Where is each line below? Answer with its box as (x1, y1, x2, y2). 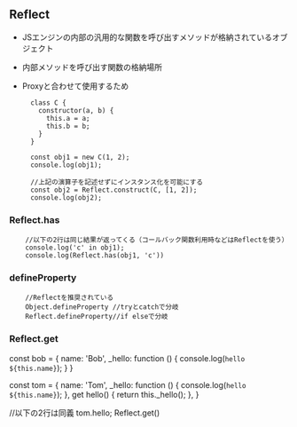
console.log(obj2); (30, 193, 102, 202)
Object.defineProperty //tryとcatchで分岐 (25, 303, 179, 312)
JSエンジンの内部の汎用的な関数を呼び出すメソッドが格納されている (21, 31, 273, 43)
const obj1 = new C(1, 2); (30, 153, 130, 162)
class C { (30, 98, 66, 107)
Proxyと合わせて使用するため (21, 80, 129, 91)
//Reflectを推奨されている (25, 293, 113, 303)
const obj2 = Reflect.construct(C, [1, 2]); (30, 186, 198, 194)
